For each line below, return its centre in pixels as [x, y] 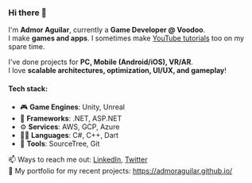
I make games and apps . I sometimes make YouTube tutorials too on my [126, 38]
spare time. [27, 47]
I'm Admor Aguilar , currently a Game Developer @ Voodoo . [107, 30]
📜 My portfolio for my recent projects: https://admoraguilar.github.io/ [120, 170]
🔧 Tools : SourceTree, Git [60, 143]
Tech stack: [28, 88]
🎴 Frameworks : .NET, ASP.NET [71, 118]
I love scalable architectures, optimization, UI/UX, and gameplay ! [117, 71]
